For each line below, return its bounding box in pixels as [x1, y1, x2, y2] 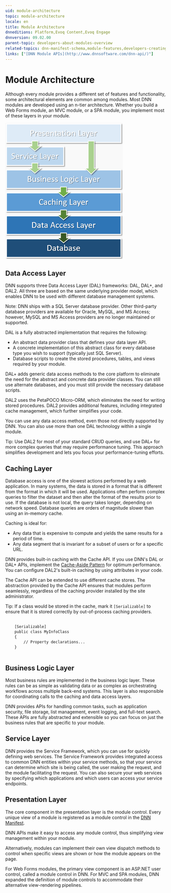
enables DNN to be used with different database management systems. [5, 294, 155, 300]
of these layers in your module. [5, 112, 70, 118]
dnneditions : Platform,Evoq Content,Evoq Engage [5, 30, 110, 35]
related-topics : [5, 46, 40, 51]
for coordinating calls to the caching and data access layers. [5, 693, 132, 699]
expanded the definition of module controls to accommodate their [5, 876, 144, 883]
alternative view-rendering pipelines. [5, 882, 82, 888]
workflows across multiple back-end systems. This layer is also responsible [5, 688, 164, 694]
